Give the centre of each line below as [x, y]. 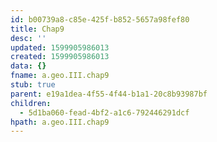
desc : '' [28, 38]
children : [31, 103]
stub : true [33, 85]
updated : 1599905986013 [60, 47]
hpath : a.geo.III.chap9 [60, 122]
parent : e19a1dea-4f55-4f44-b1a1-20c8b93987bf [109, 94]
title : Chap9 [37, 29]
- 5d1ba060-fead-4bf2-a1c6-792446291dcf [104, 112]
